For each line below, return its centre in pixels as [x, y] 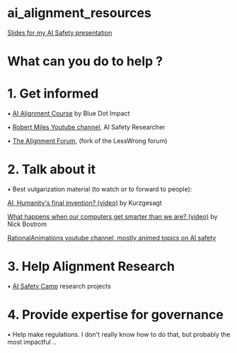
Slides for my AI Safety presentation [60, 33]
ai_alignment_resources [80, 13]
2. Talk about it [52, 170]
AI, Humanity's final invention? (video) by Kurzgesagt [85, 203]
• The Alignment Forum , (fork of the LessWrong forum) [87, 141]
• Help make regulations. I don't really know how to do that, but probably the [119, 334]
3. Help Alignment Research [91, 267]
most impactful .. [32, 342]
